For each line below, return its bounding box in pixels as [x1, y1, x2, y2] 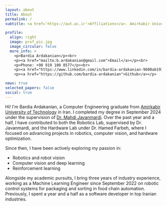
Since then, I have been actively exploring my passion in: [5, 145, 122, 151]
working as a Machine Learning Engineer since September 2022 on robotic [5, 180, 159, 186]
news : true [5, 81, 28, 86]
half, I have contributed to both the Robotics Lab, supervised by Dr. [5, 119, 143, 125]
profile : [5, 30, 23, 35]
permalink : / [5, 16, 32, 21]
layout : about [5, 7, 35, 12]
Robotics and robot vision [12, 155, 65, 161]
